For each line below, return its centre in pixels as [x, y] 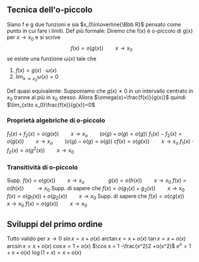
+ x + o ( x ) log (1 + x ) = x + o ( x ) [44, 252]
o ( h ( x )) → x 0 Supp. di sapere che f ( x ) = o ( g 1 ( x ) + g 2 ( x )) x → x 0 [96, 189]
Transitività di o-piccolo [42, 167]
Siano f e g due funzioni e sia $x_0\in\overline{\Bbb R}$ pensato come [94, 24]
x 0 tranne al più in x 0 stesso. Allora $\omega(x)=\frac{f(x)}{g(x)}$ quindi [96, 98]
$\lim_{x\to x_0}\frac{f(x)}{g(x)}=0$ [51, 105]
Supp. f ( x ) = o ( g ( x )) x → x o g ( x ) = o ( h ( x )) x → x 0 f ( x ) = [97, 181]
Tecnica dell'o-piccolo [50, 10]
